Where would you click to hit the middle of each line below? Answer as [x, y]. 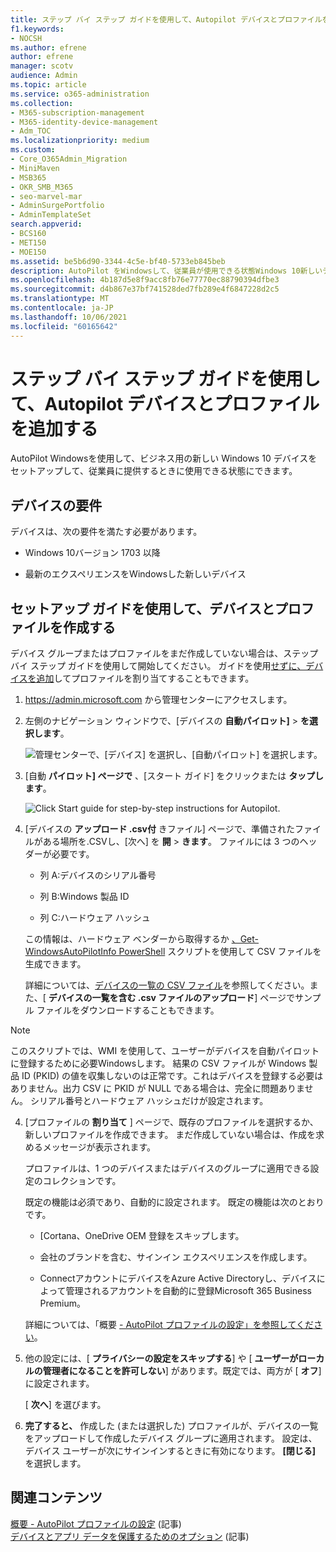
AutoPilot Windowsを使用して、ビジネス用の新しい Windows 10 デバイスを [164, 458]
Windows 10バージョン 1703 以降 [92, 553]
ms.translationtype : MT [60, 299]
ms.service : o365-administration [80, 94]
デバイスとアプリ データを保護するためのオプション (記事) [130, 1536]
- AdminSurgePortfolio [57, 206]
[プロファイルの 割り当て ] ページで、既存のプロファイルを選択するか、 [171, 1122]
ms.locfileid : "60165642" [64, 326]
